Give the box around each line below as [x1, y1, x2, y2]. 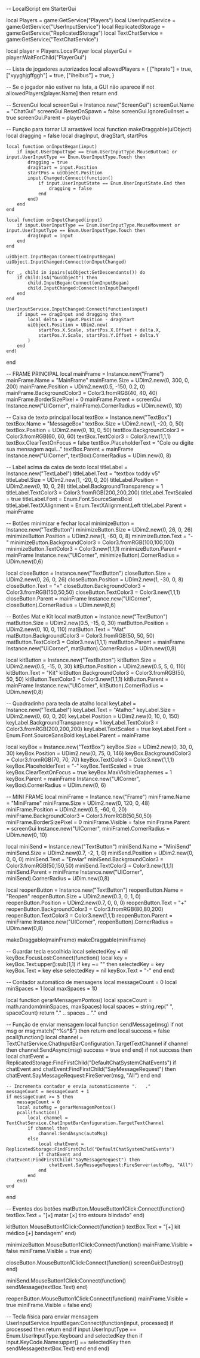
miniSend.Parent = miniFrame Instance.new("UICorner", [6, 868, 144, 876]
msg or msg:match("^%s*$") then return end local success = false [6, 1027, 170, 1034]
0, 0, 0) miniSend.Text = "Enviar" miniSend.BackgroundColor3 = [6, 856, 164, 862]
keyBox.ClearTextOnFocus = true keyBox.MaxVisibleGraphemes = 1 [6, 769, 172, 775]
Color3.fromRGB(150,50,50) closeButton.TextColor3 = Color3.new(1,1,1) [6, 589, 181, 596]
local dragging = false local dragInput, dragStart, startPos [6, 132, 148, 139]
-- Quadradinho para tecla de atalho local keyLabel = [6, 700, 137, 707]
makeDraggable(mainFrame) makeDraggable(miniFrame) [6, 936, 146, 943]
